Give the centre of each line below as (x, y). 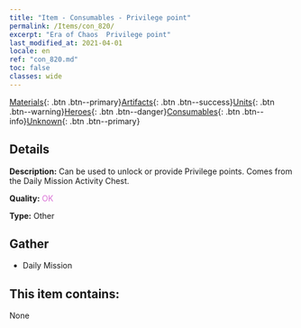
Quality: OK (32, 198)
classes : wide (36, 77)
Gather (29, 244)
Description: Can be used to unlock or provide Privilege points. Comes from (151, 171)
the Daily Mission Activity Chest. (69, 180)
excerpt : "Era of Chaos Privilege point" (90, 34)
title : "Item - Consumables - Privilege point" (100, 18)
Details (29, 150)
